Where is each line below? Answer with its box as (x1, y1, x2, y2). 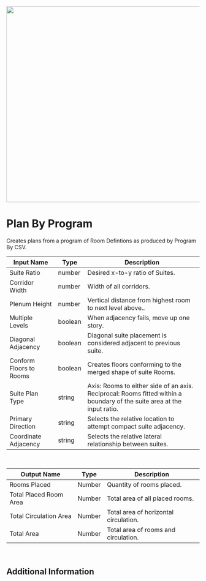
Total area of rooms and (107, 525, 176, 534)
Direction (9, 422, 36, 430)
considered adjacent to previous (87, 339, 181, 347)
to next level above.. (87, 303, 145, 312)
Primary (9, 414, 32, 423)
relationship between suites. (87, 440, 169, 448)
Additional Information (6, 566, 94, 577)
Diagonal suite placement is (87, 331, 167, 339)
